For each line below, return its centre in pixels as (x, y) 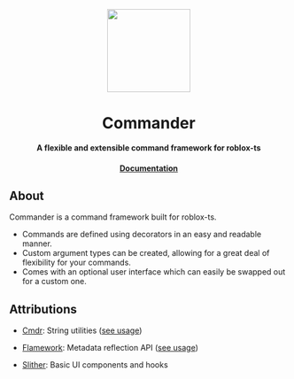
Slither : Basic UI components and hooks (95, 365)
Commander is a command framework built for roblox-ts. (113, 217)
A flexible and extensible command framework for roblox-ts (149, 147)
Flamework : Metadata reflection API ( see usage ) (110, 348)
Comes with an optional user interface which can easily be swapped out (154, 272)
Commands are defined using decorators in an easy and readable (142, 235)
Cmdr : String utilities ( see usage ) (82, 330)
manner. (37, 244)
